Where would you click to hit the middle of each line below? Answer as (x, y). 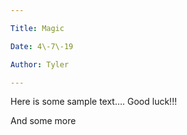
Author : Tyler (40, 64)
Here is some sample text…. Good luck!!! (94, 102)
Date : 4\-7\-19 (42, 46)
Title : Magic (37, 28)
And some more (43, 121)
